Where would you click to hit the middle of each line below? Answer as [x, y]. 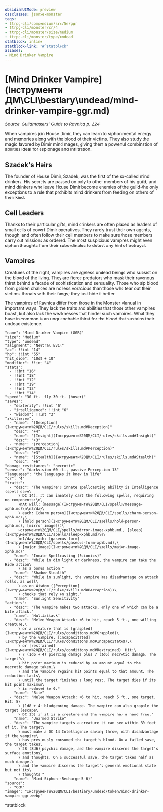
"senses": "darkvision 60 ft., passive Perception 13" [62, 470]
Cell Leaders [25, 213]
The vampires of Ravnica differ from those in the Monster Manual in [73, 303]
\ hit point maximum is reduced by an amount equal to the [79, 663]
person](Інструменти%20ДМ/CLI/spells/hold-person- [88, 521]
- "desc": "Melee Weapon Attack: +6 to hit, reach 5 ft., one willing [83, 620]
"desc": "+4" [27, 431]
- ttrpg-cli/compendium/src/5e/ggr [41, 23]
